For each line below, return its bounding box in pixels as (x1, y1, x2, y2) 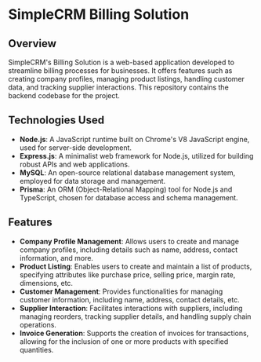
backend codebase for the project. (8, 91, 120, 100)
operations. (19, 320, 57, 329)
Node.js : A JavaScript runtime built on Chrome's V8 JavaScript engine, (19, 134, 250, 144)
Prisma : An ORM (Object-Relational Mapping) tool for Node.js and (19, 185, 233, 194)
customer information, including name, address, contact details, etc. (19, 294, 241, 304)
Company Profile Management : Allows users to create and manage (19, 236, 239, 246)
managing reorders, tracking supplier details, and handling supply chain (19, 312, 252, 321)
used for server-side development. (19, 143, 132, 152)
